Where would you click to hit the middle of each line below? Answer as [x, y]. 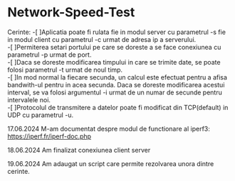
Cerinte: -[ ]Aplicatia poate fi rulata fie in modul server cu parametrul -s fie [117, 32]
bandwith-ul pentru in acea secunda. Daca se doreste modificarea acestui [116, 84]
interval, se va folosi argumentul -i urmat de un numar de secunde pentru [115, 92]
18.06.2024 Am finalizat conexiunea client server [79, 150]
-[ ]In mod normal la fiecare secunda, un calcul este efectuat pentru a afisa [117, 77]
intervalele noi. [29, 99]
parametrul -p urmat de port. [49, 55]
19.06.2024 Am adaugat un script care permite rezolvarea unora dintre [111, 163]
